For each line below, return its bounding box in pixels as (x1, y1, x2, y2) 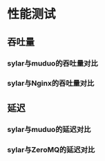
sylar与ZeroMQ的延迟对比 (7, 144, 95, 154)
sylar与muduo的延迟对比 (7, 124, 91, 134)
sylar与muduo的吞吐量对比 (7, 58, 98, 68)
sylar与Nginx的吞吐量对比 (7, 79, 95, 88)
